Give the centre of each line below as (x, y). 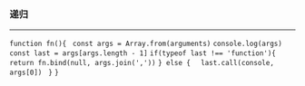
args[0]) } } (34, 73)
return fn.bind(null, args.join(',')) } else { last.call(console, (142, 63)
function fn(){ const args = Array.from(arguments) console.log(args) (146, 44)
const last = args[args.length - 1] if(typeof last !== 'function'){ (143, 53)
